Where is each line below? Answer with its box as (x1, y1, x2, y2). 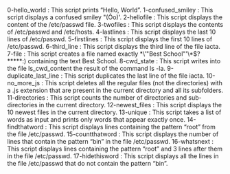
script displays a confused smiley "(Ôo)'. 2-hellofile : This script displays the (7, 13, 223, 21)
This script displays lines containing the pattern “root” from (48, 123, 216, 131)
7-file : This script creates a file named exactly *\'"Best (7, 50, 162, 58)
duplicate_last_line (7, 72, 60, 80)
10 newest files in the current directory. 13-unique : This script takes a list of (7, 108, 222, 116)
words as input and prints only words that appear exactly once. (7, 116, 185, 123)
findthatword (7, 123, 44, 131)
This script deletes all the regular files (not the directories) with (44, 79, 223, 87)
